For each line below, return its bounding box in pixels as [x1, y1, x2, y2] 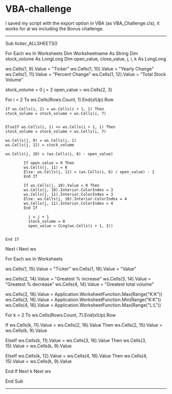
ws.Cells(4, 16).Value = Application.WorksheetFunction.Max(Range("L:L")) [5, 302, 161, 308]
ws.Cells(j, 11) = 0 [24, 165, 68, 170]
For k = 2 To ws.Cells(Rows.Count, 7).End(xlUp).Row [5, 312, 116, 318]
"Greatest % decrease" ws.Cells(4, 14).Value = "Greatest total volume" [5, 281, 154, 287]
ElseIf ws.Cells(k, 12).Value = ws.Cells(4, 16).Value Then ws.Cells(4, [5, 352, 147, 359]
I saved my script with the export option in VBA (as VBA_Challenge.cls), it [5, 20, 160, 26]
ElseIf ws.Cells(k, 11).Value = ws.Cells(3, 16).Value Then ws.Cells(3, [5, 337, 147, 343]
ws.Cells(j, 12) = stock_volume [5, 142, 74, 147]
